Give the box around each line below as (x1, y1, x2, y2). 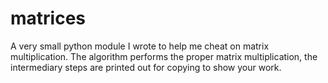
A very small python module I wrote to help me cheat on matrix (10, 40, 270, 52)
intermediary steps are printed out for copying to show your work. (10, 61, 282, 73)
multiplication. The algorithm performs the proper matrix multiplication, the (10, 50, 318, 62)
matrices (10, 7, 87, 30)
